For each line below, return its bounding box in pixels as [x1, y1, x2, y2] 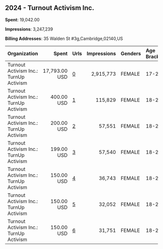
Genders [120, 50, 141, 57]
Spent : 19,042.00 [5, 17, 40, 22]
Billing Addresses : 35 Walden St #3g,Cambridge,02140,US [5, 35, 123, 41]
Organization [7, 50, 38, 57]
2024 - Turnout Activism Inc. [5, 4, 95, 12]
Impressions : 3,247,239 [5, 26, 53, 32]
